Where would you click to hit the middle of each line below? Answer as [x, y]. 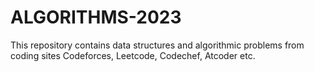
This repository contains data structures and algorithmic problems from [157, 45]
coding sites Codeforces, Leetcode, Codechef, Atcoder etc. [133, 55]
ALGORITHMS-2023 [96, 17]
